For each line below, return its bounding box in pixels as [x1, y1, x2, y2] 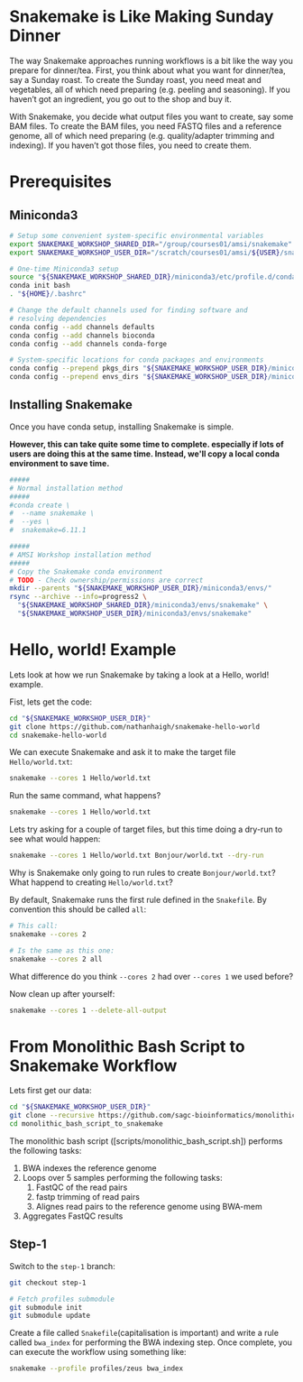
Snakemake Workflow [9, 1055, 178, 1075]
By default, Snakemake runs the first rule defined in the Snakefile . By [9, 895, 268, 906]
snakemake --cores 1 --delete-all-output [9, 1006, 168, 1015]
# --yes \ [9, 517, 50, 527]
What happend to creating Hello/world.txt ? [9, 877, 173, 888]
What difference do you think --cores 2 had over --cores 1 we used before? [9, 971, 294, 981]
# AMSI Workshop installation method [9, 550, 151, 559]
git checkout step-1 [9, 1278, 87, 1287]
